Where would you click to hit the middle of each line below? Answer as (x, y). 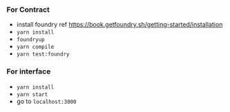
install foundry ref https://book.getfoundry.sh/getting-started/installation (119, 25)
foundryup (31, 40)
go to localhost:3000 (46, 101)
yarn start (32, 94)
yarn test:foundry (43, 54)
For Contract (28, 10)
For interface (29, 71)
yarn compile (35, 47)
